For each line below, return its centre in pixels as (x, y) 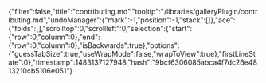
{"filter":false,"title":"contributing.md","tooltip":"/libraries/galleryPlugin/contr (133, 12)
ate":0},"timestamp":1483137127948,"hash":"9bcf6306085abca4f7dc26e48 (133, 62)
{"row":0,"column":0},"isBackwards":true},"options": (94, 45)
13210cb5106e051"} (41, 71)
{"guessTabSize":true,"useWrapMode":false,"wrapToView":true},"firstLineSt (132, 54)
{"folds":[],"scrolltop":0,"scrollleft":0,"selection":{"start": (100, 28)
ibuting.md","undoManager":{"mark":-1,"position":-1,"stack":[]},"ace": (122, 20)
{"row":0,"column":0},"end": (55, 37)
